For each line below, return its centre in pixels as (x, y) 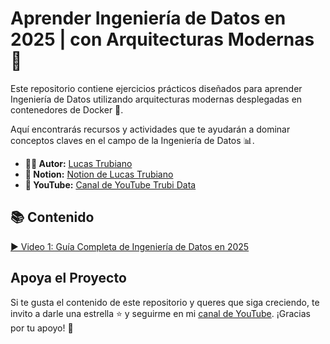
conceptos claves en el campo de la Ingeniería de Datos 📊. (132, 140)
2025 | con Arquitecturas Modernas (162, 39)
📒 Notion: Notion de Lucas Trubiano (99, 174)
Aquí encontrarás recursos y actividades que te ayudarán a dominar (150, 129)
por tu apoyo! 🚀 (42, 328)
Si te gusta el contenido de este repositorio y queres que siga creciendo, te (165, 302)
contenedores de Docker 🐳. (67, 109)
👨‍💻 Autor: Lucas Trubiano (78, 163)
